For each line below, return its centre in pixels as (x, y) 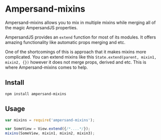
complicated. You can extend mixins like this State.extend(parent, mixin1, (81, 57)
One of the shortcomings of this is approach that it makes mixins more (76, 52)
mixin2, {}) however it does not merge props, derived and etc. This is (76, 62)
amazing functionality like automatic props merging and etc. (65, 42)
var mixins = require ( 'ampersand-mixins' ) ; (50, 120)
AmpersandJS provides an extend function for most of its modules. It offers (80, 37)
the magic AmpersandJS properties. (41, 27)
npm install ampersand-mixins (36, 94)
